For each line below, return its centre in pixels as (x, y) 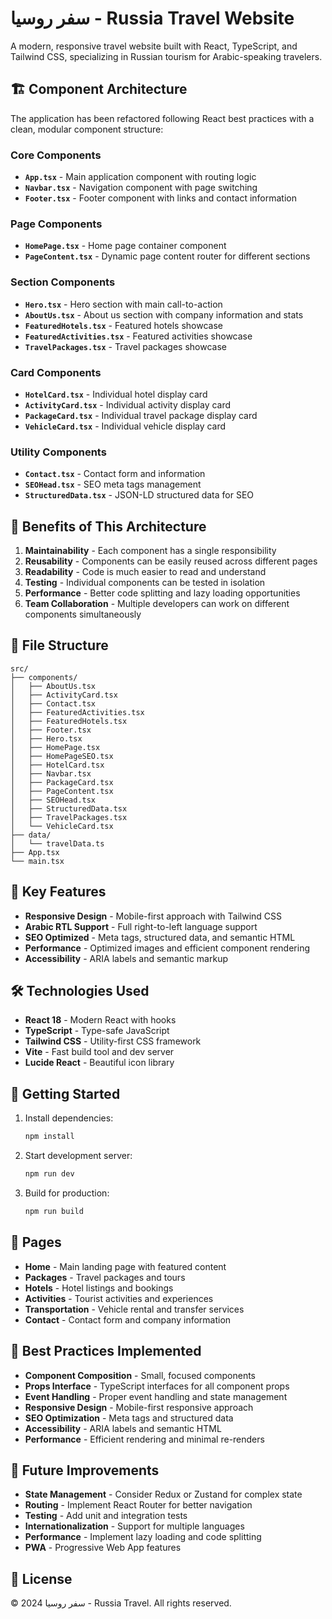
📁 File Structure (59, 645)
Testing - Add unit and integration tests (106, 1516)
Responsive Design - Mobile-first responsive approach (139, 1407)
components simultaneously (83, 614)
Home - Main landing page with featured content (125, 1266)
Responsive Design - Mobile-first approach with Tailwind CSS (153, 916)
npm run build (54, 1212)
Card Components (56, 372)
